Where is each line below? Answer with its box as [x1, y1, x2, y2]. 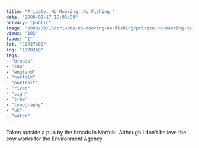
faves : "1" [6, 36, 33, 42]
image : [6, 25, 23, 31]
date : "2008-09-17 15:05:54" [6, 14, 78, 20]
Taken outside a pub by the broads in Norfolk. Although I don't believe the [6, 129, 187, 136]
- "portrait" [6, 80, 38, 86]
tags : [6, 52, 20, 58]
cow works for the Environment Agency [6, 135, 102, 142]
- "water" [6, 113, 31, 119]
